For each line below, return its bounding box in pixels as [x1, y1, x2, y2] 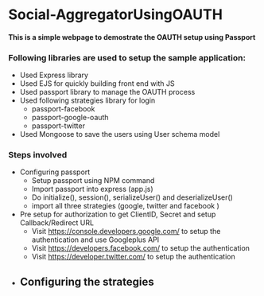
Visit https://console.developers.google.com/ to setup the [31, 227, 221, 236]
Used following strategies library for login [19, 95, 156, 105]
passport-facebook [31, 104, 95, 114]
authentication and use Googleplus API [31, 235, 160, 244]
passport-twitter [31, 121, 86, 130]
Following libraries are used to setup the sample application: [8, 52, 247, 63]
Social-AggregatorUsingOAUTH [8, 6, 223, 24]
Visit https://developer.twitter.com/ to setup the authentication [31, 252, 236, 262]
